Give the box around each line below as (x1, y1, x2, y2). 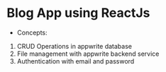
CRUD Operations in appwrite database (16, 42, 133, 50)
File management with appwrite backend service (16, 49, 160, 58)
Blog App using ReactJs (6, 5, 150, 21)
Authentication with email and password (16, 56, 135, 65)
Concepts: (16, 28, 48, 37)
